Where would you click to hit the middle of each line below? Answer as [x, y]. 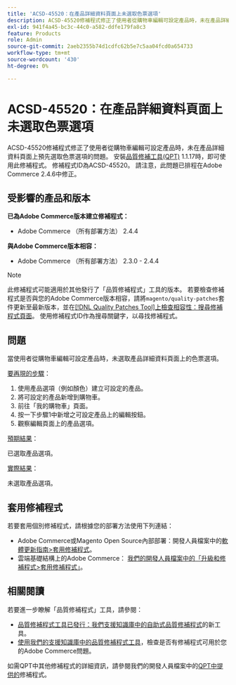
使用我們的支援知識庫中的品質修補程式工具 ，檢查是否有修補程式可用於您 [122, 642]
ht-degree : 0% [28, 66]
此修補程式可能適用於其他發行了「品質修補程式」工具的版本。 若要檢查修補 [116, 289]
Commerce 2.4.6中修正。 [44, 174]
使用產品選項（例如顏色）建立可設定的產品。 [82, 389]
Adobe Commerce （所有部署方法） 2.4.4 [78, 231]
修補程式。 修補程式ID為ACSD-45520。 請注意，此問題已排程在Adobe [121, 165]
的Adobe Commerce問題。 [56, 651]
